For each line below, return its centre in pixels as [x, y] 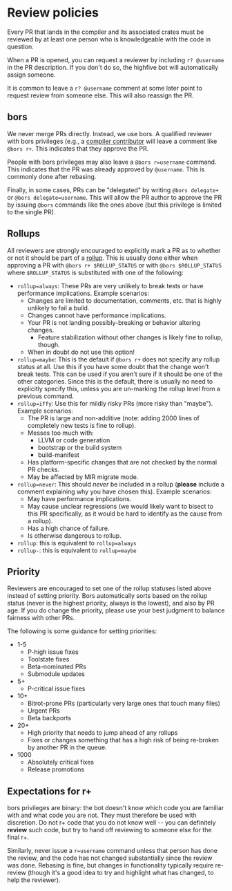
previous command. [46, 396]
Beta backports [49, 718]
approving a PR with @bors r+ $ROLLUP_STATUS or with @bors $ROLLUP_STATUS [115, 265]
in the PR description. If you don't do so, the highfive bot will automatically [113, 67]
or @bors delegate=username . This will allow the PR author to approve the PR [115, 197]
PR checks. [43, 469]
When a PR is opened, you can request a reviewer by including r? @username [116, 59]
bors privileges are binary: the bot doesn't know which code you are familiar [116, 808]
